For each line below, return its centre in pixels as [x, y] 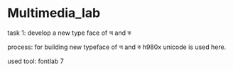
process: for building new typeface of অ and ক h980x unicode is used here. [117, 47]
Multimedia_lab [54, 13]
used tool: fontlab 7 [36, 61]
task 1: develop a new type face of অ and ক [69, 33]
